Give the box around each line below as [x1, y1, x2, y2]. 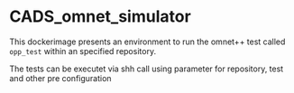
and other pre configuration [9, 72, 112, 83]
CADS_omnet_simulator [9, 6, 191, 27]
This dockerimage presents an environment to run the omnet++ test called [9, 36, 286, 47]
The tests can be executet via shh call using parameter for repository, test [9, 63, 284, 74]
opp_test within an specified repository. [9, 45, 156, 56]
